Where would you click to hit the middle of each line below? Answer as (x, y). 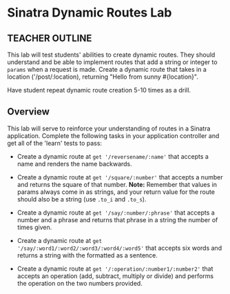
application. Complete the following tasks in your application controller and (113, 135)
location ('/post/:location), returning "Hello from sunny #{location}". (103, 77)
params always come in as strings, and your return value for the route (116, 192)
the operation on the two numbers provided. (80, 283)
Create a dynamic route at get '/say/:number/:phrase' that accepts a (116, 213)
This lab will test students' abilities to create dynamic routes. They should (111, 55)
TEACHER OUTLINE (50, 38)
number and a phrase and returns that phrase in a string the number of (117, 219)
